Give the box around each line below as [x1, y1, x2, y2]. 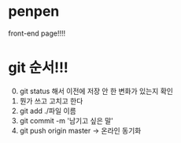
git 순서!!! [8, 58, 69, 77]
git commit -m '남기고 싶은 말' [19, 115, 114, 125]
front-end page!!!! [8, 28, 65, 38]
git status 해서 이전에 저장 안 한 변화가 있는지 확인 [19, 86, 173, 96]
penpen [8, 2, 60, 21]
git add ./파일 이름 [19, 106, 76, 115]
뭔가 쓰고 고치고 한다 [19, 96, 83, 105]
